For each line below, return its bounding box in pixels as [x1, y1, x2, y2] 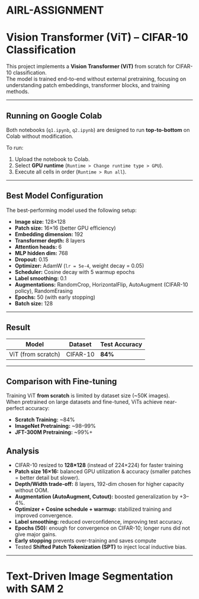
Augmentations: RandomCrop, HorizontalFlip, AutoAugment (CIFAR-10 [14, 281, 188, 288]
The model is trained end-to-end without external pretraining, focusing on [6, 75, 187, 83]
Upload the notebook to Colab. [14, 155, 90, 163]
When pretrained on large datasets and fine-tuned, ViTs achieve [6, 398, 163, 405]
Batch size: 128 [14, 299, 53, 307]
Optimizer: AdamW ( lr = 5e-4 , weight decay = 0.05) [14, 262, 145, 269]
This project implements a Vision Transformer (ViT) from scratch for [6, 63, 175, 70]
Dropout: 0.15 [14, 256, 49, 263]
